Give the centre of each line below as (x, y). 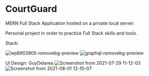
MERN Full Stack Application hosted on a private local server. (70, 23)
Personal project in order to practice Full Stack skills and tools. (71, 33)
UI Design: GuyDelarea (30, 63)
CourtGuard (31, 9)
